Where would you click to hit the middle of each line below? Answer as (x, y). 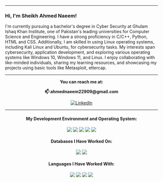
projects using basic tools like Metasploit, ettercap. (56, 68)
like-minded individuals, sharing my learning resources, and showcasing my (81, 63)
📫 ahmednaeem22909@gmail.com (81, 92)
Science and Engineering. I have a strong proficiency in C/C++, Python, (76, 37)
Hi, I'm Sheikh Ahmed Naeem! (41, 16)
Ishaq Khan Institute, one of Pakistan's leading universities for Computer (77, 32)
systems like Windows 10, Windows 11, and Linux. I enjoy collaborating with (80, 58)
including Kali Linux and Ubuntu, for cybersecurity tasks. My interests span (80, 47)
